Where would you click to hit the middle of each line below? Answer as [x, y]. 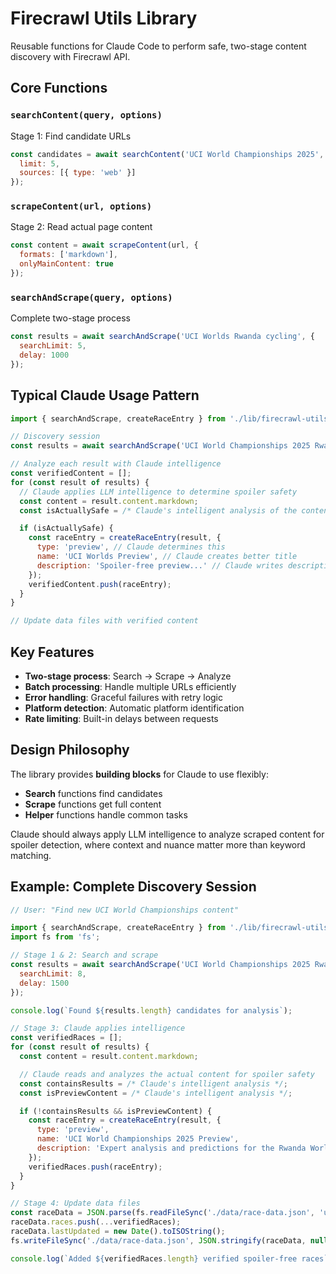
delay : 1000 [44, 355]
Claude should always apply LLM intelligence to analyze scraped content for [167, 834]
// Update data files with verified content [104, 621]
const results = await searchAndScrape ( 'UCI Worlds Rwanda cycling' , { [162, 337]
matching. [31, 855]
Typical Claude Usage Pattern [105, 395]
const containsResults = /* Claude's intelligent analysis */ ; [153, 1083]
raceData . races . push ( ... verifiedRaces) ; [96, 1222]
